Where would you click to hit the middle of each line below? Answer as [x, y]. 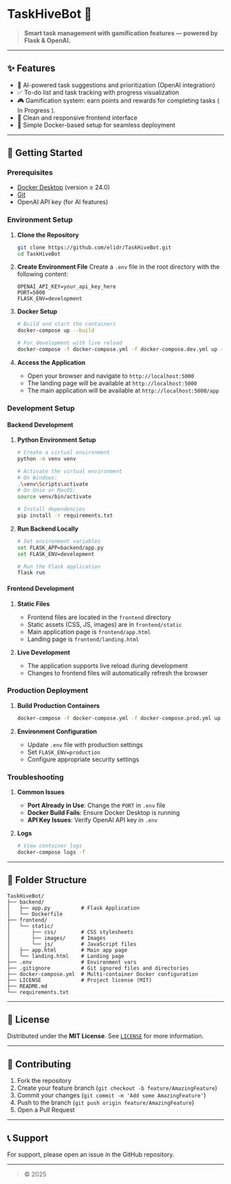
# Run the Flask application [59, 566]
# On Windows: [37, 478]
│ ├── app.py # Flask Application [73, 908]
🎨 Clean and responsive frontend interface [77, 118]
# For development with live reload [69, 343]
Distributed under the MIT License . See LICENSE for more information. [106, 1036]
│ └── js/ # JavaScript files [72, 944]
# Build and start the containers [66, 324]
